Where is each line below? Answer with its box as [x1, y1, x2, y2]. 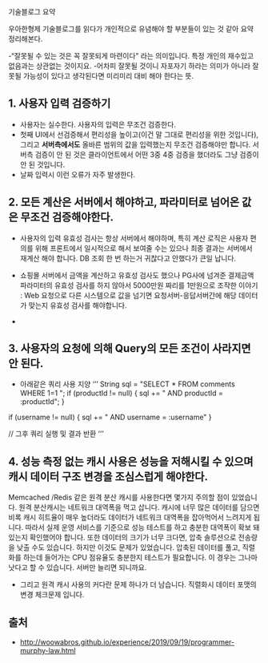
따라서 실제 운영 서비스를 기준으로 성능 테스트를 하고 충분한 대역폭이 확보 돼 [25, 523, 260, 532]
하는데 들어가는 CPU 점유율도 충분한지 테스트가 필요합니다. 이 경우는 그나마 [22, 552, 258, 563]
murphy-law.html [19, 646, 76, 656]
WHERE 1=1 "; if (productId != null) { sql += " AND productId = [19, 388, 224, 398]
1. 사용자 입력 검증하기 [8, 97, 111, 111]
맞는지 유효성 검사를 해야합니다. [28, 300, 127, 310]
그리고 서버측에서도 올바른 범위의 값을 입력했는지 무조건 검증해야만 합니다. [19, 139, 251, 149]
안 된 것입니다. [19, 160, 66, 169]
